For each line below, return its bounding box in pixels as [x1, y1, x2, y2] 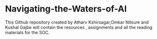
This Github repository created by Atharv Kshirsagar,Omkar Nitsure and [5, 19, 149, 25]
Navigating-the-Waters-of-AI [5, 3, 127, 14]
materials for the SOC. [5, 29, 50, 35]
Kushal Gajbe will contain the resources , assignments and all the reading [5, 24, 153, 30]
